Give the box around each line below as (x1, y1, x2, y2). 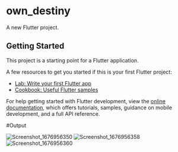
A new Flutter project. (6, 24, 59, 31)
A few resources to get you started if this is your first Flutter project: (6, 68, 172, 75)
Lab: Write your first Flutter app (14, 80, 92, 87)
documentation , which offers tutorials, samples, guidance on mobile (6, 104, 172, 111)
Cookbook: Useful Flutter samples (14, 86, 98, 93)
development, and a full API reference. (6, 110, 100, 117)
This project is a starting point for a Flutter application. (6, 56, 139, 64)
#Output (6, 122, 27, 129)
